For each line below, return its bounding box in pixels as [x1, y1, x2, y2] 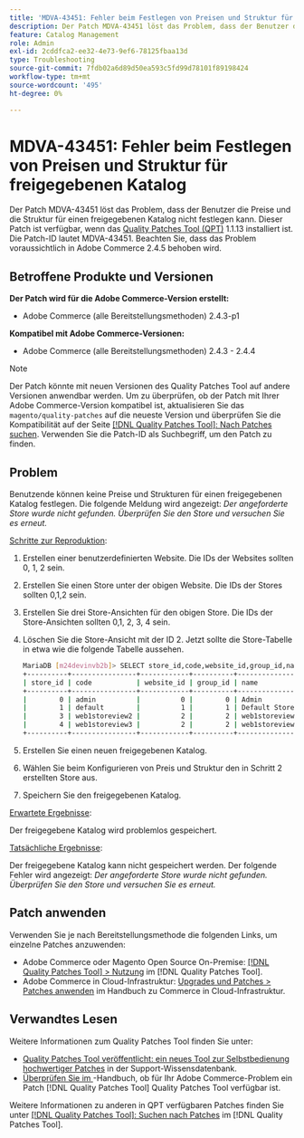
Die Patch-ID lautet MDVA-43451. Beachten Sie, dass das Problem [9, 233, 256, 244]
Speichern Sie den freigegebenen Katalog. [22, 789, 182, 800]
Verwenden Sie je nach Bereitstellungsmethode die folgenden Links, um [9, 929, 278, 940]
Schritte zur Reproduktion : [9, 535, 108, 546]
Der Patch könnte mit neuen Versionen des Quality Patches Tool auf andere [9, 381, 290, 392]
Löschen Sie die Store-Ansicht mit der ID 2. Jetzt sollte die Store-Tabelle [22, 635, 292, 646]
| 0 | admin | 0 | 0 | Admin [22, 694, 262, 704]
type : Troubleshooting [9, 55, 95, 64]
